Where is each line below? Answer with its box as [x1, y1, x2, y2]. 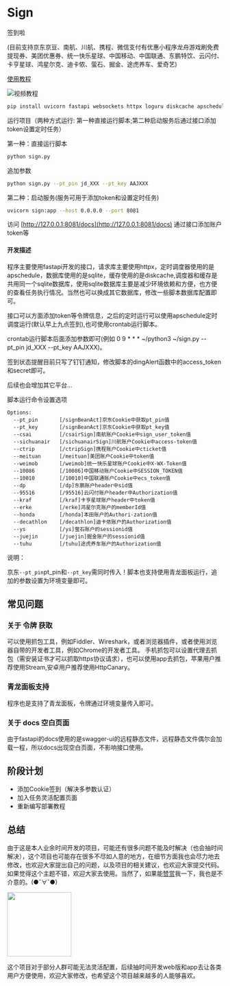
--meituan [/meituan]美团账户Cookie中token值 [13, 453, 155, 460]
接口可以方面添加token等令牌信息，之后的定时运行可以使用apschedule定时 [7, 311, 218, 320]
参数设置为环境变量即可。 [18, 576, 91, 585]
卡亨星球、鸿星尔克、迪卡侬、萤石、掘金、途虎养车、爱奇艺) [7, 60, 178, 68]
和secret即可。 [7, 366, 49, 375]
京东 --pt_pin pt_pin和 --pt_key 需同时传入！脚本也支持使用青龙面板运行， [7, 567, 212, 576]
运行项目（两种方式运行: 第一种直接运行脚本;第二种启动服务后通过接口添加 [7, 116, 217, 124]
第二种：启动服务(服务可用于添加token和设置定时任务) [7, 193, 159, 202]
